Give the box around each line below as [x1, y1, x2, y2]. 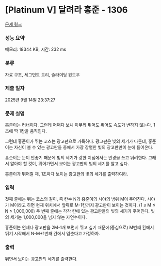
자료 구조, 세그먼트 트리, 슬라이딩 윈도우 [5, 72, 80, 77]
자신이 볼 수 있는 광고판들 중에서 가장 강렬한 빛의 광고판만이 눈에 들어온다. [14, 145, 154, 150]
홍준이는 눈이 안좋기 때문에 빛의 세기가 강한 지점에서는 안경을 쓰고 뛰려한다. [5, 155, 147, 161]
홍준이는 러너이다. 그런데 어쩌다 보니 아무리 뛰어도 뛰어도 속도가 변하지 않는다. [5, 122, 153, 128]
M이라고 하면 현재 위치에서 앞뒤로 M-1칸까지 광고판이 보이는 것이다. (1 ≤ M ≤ [10, 202, 156, 208]
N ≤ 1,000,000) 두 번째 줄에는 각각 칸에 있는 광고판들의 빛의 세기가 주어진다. [5, 208, 150, 214]
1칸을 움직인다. [19, 128, 47, 134]
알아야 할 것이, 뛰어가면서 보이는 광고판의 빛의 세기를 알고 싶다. [10, 161, 129, 167]
